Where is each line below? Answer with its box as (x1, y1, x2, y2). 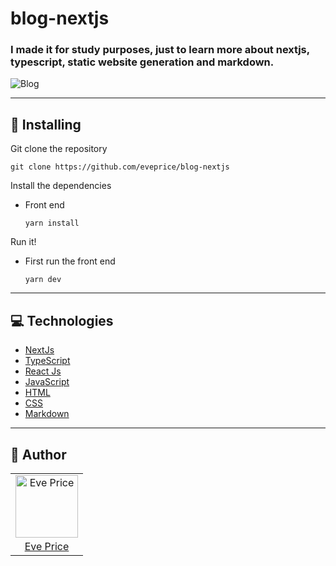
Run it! (10, 236, 37, 248)
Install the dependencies (10, 180, 112, 192)
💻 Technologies (10, 312, 114, 329)
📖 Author (10, 446, 67, 463)
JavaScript (24, 376, 70, 388)
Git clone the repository (10, 143, 108, 155)
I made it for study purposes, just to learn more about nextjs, (10, 43, 310, 57)
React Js (24, 365, 62, 377)
